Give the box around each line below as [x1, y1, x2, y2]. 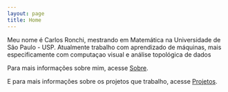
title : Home [7, 17, 41, 24]
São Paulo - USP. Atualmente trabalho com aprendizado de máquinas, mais [7, 43, 222, 51]
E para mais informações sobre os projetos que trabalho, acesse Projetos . [7, 77, 218, 85]
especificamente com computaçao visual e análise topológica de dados [7, 50, 211, 59]
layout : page [7, 10, 45, 17]
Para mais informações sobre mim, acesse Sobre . [7, 64, 149, 72]
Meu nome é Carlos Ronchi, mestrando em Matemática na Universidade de [7, 35, 221, 44]
